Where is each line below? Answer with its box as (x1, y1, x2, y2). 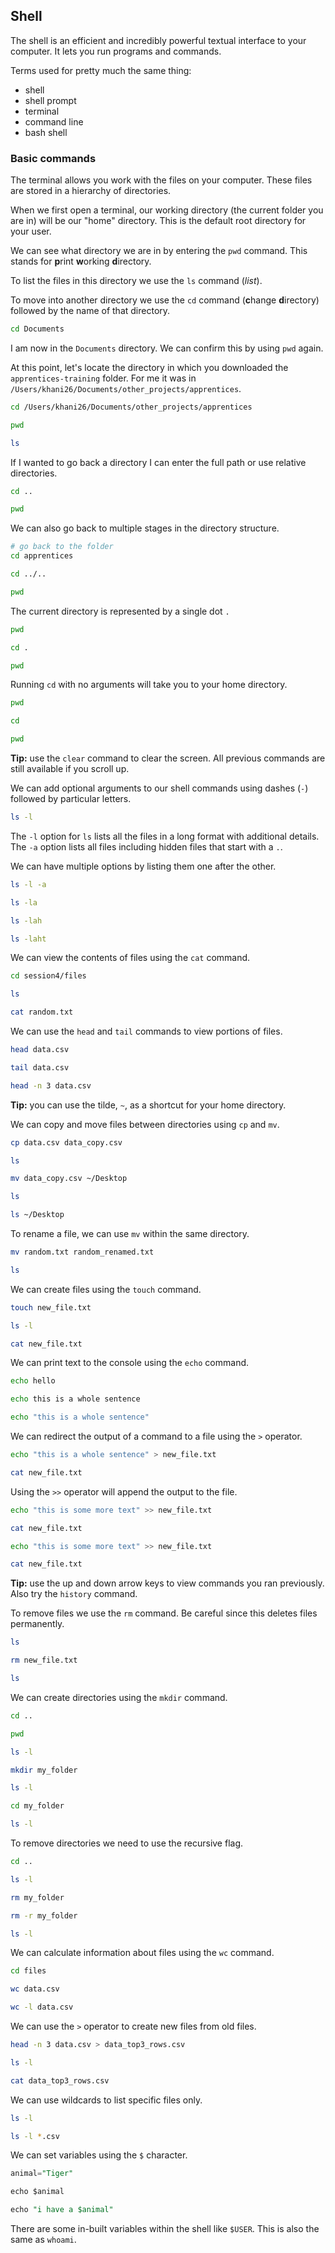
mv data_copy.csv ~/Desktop (10, 1174, 128, 1184)
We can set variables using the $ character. (10, 2149, 188, 2161)
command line (24, 115, 84, 128)
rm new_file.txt (10, 1655, 78, 1666)
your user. (10, 225, 52, 238)
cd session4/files (10, 971, 87, 981)
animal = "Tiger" (10, 2169, 74, 2179)
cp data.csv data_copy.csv (10, 1137, 123, 1148)
